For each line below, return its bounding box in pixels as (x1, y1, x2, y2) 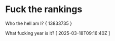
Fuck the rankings (5, 4, 83, 15)
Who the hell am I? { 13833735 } (5, 20, 72, 26)
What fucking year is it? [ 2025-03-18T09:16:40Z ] (5, 30, 110, 36)
